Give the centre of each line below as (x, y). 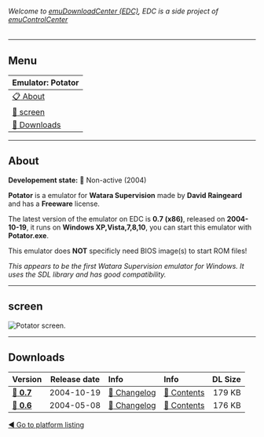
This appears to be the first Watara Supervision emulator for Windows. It (126, 266)
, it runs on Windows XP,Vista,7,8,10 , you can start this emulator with (139, 227)
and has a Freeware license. (54, 204)
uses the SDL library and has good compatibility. (87, 274)
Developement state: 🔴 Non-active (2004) (77, 180)
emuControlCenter (38, 19)
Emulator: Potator (46, 83)
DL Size (226, 380)
